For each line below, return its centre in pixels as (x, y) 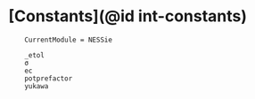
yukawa (37, 86)
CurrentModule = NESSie (69, 40)
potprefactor (49, 78)
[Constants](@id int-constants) (127, 16)
